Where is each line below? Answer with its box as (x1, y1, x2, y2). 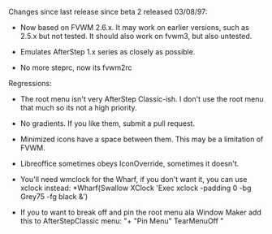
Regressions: (8, 79, 53, 88)
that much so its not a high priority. (19, 103, 137, 112)
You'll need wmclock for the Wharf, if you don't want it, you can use (19, 175, 248, 184)
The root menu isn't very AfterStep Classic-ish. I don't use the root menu (19, 94, 264, 104)
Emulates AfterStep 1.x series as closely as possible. (19, 47, 196, 56)
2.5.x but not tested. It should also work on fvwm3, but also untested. (19, 32, 253, 41)
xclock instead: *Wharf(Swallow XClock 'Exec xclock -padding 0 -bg (19, 183, 252, 193)
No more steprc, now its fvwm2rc (19, 63, 132, 72)
